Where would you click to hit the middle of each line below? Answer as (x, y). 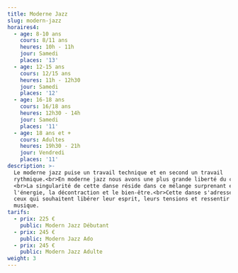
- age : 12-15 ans (39, 67)
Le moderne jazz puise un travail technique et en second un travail (118, 172)
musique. (27, 206)
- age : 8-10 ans (38, 34)
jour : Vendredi (42, 153)
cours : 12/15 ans (46, 73)
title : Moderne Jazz (38, 14)
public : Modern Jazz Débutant (65, 225)
